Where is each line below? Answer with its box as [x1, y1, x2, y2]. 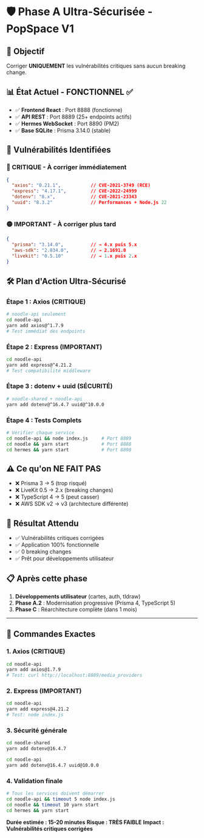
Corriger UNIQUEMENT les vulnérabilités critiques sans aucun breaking [6, 62, 186, 69]
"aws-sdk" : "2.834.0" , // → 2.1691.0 [12, 247, 126, 253]
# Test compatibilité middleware [6, 367, 91, 374]
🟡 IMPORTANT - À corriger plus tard [6, 220, 117, 228]
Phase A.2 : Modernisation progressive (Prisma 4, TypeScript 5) [15, 599, 176, 606]
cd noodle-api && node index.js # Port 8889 [6, 435, 132, 442]
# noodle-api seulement [6, 311, 67, 317]
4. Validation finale [6, 777, 63, 785]
